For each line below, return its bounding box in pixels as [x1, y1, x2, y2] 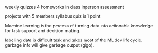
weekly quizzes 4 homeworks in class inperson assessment [5, 4, 124, 10]
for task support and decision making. [5, 28, 81, 33]
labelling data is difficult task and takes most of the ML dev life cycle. [5, 37, 143, 43]
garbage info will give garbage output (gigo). [5, 42, 94, 48]
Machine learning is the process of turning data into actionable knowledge [5, 23, 153, 28]
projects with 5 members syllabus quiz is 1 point [5, 13, 101, 19]
